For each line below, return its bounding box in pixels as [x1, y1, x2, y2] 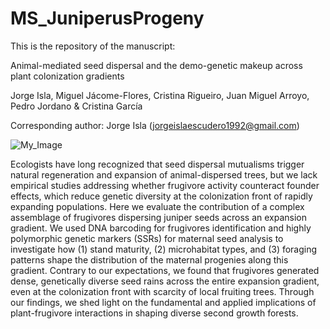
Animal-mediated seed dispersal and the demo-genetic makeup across [10, 59, 303, 71]
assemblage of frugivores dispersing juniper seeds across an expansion [10, 211, 307, 223]
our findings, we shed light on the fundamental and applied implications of [10, 296, 317, 308]
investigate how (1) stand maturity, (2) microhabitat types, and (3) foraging [10, 243, 318, 255]
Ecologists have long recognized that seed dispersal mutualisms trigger [10, 158, 305, 170]
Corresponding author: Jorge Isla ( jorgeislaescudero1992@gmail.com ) [10, 119, 300, 131]
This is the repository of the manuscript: [10, 40, 176, 52]
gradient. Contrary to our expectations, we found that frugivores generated [10, 264, 320, 276]
